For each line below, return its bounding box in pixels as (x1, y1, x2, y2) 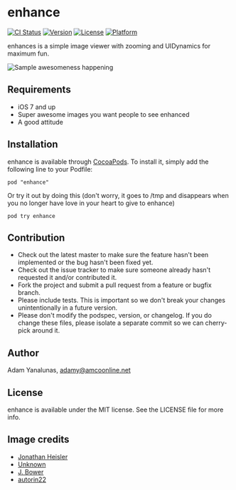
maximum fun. (7, 49, 50, 58)
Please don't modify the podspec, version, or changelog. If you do (17, 311, 212, 320)
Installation (7, 138, 58, 150)
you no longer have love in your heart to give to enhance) (7, 199, 176, 207)
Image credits (7, 434, 70, 446)
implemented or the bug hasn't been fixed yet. (17, 258, 154, 267)
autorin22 (17, 475, 46, 484)
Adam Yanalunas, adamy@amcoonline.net (7, 366, 132, 375)
